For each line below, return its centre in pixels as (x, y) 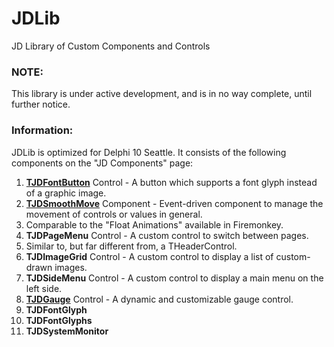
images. (71, 267)
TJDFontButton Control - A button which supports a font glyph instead (171, 182)
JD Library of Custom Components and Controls (111, 46)
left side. (44, 288)
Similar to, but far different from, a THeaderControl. (131, 246)
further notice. (41, 104)
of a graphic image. (66, 193)
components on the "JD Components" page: (102, 163)
